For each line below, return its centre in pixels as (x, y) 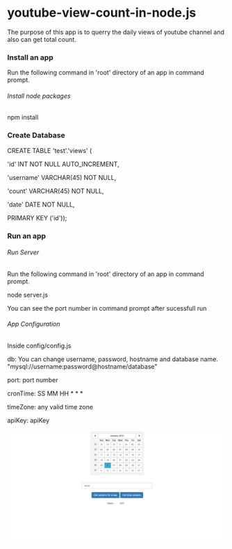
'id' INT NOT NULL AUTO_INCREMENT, (63, 164)
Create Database (36, 136)
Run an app (27, 236)
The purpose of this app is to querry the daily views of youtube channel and (116, 32)
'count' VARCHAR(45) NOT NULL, (56, 191)
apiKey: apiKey (28, 420)
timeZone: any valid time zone (50, 407)
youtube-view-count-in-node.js (102, 13)
